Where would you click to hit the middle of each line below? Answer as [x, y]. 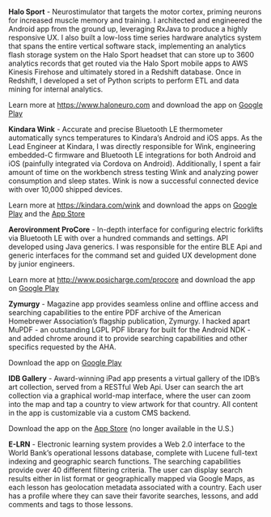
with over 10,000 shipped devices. [66, 189]
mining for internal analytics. [56, 89]
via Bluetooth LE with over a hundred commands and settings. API [119, 238]
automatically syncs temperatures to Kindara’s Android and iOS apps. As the [135, 138]
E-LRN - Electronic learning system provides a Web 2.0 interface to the [127, 444]
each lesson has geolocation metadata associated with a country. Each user [135, 487]
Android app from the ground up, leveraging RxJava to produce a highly [128, 29]
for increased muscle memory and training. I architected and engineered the [135, 20]
